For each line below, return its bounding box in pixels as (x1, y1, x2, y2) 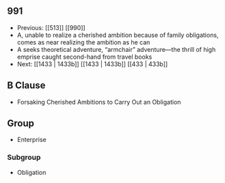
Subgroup (7, 153, 41, 163)
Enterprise (16, 136, 47, 144)
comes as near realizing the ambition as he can (16, 38, 150, 46)
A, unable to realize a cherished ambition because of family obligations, (16, 31, 219, 39)
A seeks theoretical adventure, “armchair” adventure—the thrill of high (16, 45, 216, 53)
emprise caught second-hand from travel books (16, 53, 153, 61)
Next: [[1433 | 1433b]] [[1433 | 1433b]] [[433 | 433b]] (16, 59, 168, 68)
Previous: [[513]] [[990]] (16, 23, 85, 31)
